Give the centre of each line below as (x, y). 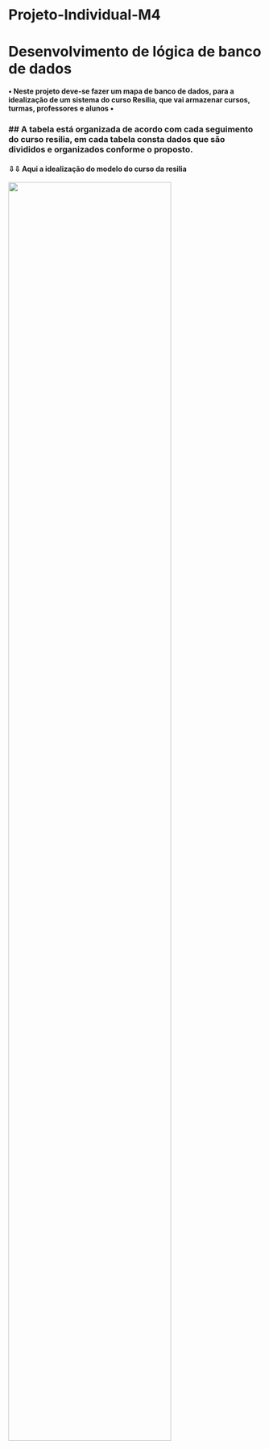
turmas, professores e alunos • (61, 109)
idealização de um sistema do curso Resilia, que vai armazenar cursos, (129, 100)
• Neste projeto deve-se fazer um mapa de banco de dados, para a (122, 91)
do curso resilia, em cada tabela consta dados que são (117, 140)
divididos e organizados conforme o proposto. (101, 149)
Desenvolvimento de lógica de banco (135, 52)
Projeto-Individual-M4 (85, 15)
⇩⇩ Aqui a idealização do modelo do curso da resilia (97, 169)
